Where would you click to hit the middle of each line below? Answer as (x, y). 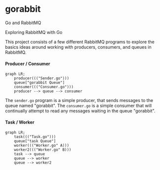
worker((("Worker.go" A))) (42, 146)
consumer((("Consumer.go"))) (44, 87)
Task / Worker (20, 122)
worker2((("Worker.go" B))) (43, 150)
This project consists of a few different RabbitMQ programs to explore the (80, 42)
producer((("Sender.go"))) (42, 78)
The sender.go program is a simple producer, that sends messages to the (79, 101)
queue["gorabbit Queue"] (39, 83)
